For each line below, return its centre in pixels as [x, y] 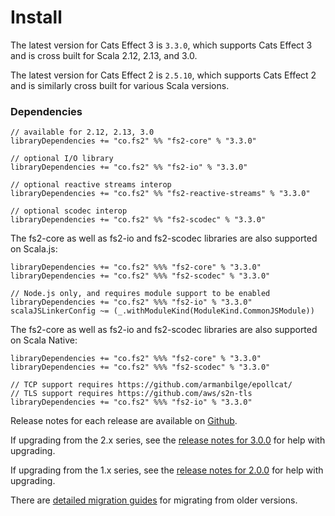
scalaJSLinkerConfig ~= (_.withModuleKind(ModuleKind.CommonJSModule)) [162, 311]
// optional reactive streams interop [91, 185]
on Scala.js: [34, 249]
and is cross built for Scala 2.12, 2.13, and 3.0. [104, 55]
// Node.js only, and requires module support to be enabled [140, 294]
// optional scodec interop [69, 211]
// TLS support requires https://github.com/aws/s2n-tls [131, 394]
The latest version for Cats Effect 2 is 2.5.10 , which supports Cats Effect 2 [163, 75]
